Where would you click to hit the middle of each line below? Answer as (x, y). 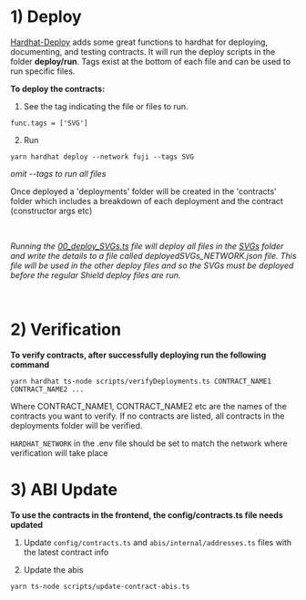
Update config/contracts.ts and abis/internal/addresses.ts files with (158, 542)
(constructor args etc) (51, 211)
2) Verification (66, 330)
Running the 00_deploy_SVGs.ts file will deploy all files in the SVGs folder (147, 246)
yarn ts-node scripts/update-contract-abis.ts (100, 586)
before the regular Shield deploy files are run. (96, 274)
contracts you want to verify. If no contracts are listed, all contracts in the (148, 416)
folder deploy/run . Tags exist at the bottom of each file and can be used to (150, 61)
